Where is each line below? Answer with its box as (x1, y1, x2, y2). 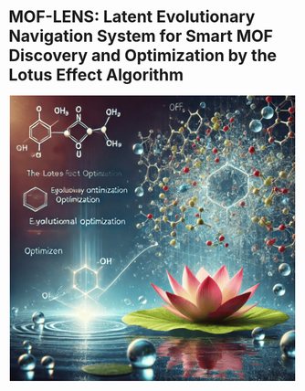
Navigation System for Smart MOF (8, 26, 274, 47)
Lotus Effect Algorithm (8, 65, 184, 86)
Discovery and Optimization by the (8, 46, 278, 66)
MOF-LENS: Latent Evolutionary (8, 6, 256, 27)
